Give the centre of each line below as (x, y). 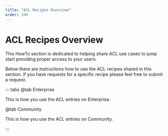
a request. (16, 80)
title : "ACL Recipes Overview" (38, 10)
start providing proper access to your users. (51, 59)
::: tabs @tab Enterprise (30, 90)
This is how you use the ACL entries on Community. (59, 119)
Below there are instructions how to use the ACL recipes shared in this (78, 69)
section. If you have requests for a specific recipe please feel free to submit (84, 75)
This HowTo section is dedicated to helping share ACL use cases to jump (81, 54)
